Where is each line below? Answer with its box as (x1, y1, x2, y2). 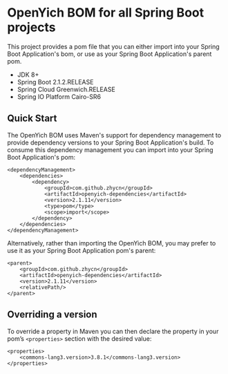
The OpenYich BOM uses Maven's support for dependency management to (7, 131, 222, 139)
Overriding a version (7, 309, 98, 321)
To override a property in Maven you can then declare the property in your (7, 327, 219, 335)
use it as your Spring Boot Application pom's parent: (7, 246, 156, 254)
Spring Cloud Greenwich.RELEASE (17, 85, 115, 93)
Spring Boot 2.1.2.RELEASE (17, 77, 94, 86)
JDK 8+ (17, 71, 39, 79)
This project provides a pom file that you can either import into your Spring (7, 42, 220, 50)
